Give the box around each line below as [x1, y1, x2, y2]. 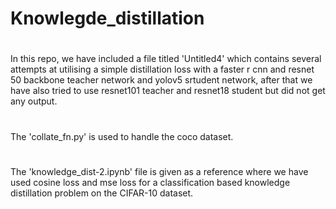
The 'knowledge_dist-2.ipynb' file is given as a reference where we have [10, 165, 309, 177]
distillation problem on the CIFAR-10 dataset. [10, 187, 194, 199]
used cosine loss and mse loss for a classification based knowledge [10, 176, 291, 188]
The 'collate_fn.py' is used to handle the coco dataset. [10, 130, 234, 142]
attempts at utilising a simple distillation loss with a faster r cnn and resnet [10, 63, 315, 76]
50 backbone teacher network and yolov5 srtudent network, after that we [10, 74, 313, 86]
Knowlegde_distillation [10, 7, 205, 30]
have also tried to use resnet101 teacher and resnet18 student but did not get [10, 85, 326, 97]
